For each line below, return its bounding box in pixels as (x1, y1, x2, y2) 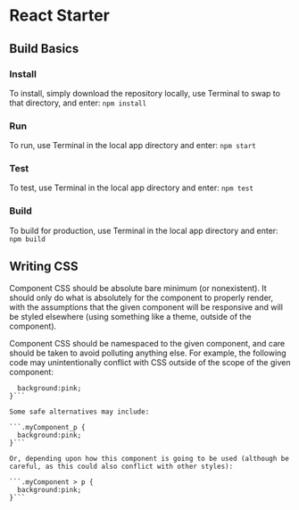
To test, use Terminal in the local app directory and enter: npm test (9, 182, 254, 193)
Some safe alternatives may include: (9, 407, 150, 416)
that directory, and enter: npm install (9, 97, 147, 108)
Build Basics (9, 41, 79, 56)
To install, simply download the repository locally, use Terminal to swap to (9, 88, 281, 98)
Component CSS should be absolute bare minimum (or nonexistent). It (9, 282, 268, 293)
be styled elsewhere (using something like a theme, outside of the (9, 311, 252, 322)
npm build (9, 234, 46, 244)
